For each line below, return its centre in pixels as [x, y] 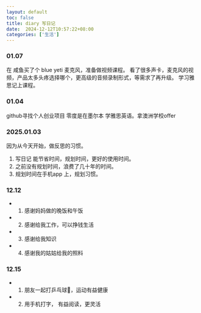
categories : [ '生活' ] [33, 35]
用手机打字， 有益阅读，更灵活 [62, 304]
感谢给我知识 [40, 239]
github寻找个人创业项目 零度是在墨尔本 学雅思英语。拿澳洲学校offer [91, 115]
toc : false [20, 18]
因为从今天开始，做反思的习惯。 [46, 146]
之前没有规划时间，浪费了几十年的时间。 [66, 167]
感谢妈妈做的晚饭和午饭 [54, 210]
